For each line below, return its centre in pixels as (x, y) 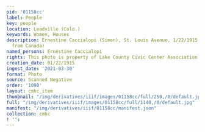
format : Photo (24, 74)
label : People (24, 18)
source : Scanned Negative (39, 80)
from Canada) (28, 46)
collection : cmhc (28, 114)
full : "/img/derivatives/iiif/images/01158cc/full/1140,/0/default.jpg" (101, 102)
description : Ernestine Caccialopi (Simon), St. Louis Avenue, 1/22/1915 (102, 40)
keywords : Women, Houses (38, 35)
